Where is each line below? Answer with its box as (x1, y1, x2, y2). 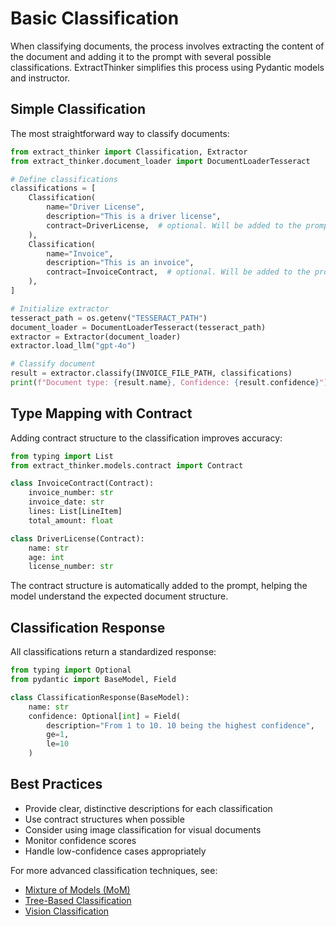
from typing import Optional (10, 665, 132, 676)
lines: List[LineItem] (28, 507, 123, 517)
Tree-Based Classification (24, 894, 132, 906)
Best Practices (10, 776, 103, 793)
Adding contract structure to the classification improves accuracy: (10, 432, 283, 444)
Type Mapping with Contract (10, 405, 193, 422)
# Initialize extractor (10, 303, 110, 314)
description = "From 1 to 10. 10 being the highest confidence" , (46, 720, 315, 731)
